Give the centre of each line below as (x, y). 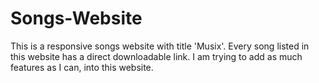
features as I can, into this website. (82, 67)
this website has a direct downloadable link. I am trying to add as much (156, 56)
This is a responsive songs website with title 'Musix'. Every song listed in (160, 46)
